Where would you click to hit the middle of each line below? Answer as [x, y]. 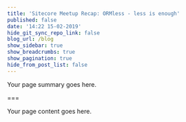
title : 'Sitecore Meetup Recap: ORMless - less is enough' [94, 13]
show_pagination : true [40, 59]
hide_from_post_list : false [48, 65]
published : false [32, 20]
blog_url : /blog [30, 39]
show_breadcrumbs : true [41, 52]
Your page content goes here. [49, 111]
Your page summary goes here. [52, 84]
